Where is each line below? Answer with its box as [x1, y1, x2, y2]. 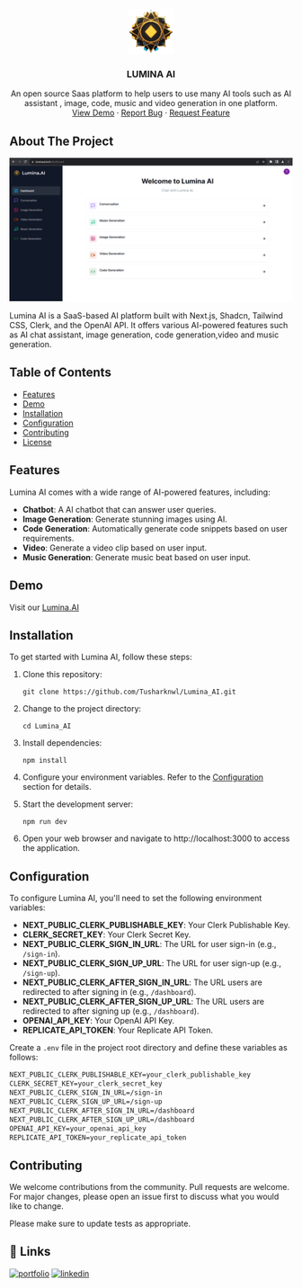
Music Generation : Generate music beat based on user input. [22, 551, 252, 562]
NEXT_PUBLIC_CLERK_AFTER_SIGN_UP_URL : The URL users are [22, 997, 265, 1007]
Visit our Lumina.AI [9, 602, 79, 613]
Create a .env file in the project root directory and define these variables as [9, 1042, 288, 1053]
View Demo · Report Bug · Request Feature [71, 107, 231, 119]
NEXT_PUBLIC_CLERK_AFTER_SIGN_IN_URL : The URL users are [22, 977, 263, 988]
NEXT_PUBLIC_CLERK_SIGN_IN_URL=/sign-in [9, 1088, 164, 1097]
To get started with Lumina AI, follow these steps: [9, 651, 192, 663]
